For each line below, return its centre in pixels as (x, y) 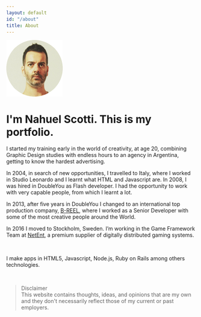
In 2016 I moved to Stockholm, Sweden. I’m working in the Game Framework (101, 229)
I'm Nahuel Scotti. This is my (79, 119)
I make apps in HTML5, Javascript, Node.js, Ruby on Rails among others (96, 258)
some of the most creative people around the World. (71, 217)
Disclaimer (34, 288)
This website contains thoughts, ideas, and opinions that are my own (106, 295)
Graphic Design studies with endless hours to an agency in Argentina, (93, 155)
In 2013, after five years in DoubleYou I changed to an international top (93, 204)
